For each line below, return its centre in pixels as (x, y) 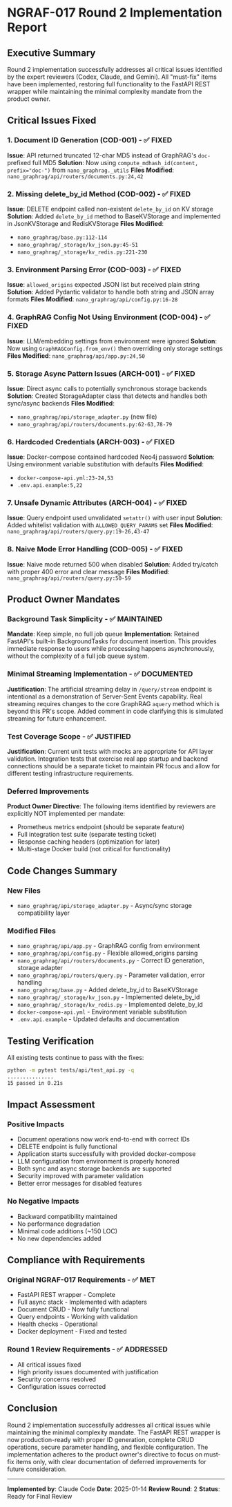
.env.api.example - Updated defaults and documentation (98, 1019)
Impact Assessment (51, 1105)
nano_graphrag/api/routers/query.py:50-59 (69, 578)
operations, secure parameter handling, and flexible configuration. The (108, 1447)
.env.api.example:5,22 (50, 486)
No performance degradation (59, 1224)
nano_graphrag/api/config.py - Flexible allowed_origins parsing (107, 953)
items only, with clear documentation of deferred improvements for (111, 1461)
